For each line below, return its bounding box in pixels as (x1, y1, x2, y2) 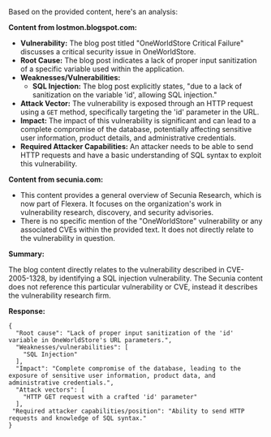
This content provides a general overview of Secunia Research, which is (19, 191, 262, 199)
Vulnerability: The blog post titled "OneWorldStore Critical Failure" (19, 38, 244, 48)
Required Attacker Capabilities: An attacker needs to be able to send (19, 142, 254, 151)
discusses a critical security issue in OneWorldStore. (19, 47, 196, 56)
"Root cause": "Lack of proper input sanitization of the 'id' (15, 329, 234, 337)
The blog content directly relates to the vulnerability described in (8, 265, 225, 274)
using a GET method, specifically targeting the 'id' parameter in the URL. (19, 107, 260, 117)
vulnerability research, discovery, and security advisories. (19, 208, 214, 217)
